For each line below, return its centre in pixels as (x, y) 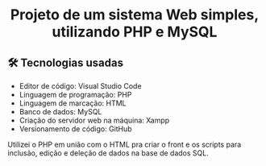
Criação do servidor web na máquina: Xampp (94, 120)
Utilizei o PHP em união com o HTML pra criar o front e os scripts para (125, 144)
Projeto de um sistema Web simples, (135, 15)
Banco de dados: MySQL (60, 112)
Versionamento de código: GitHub (75, 129)
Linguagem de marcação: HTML (73, 103)
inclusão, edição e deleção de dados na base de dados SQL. (108, 153)
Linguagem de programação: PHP (75, 95)
